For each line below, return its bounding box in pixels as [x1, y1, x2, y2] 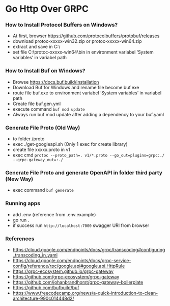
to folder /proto [12, 136, 45, 142]
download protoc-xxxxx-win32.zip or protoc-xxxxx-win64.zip [12, 38, 142, 44]
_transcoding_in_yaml [12, 252, 58, 258]
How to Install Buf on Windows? [5, 67, 86, 74]
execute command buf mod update [12, 106, 85, 112]
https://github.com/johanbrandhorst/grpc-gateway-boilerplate [12, 279, 144, 285]
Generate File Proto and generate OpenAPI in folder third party [5, 169, 163, 176]
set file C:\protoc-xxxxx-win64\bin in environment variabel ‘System [12, 49, 154, 55]
